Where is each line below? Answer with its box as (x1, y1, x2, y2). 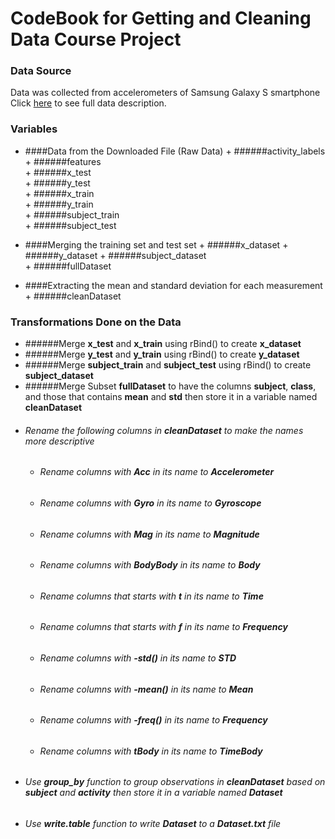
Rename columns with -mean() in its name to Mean (39, 683, 254, 695)
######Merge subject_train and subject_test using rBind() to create (24, 359, 312, 371)
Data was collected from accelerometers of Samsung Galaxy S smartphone (10, 87, 321, 99)
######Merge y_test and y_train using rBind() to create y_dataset (24, 348, 300, 361)
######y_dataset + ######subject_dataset (24, 249, 207, 261)
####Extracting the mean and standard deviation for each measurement (24, 279, 323, 291)
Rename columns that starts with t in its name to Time (39, 590, 264, 602)
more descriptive (24, 435, 95, 447)
